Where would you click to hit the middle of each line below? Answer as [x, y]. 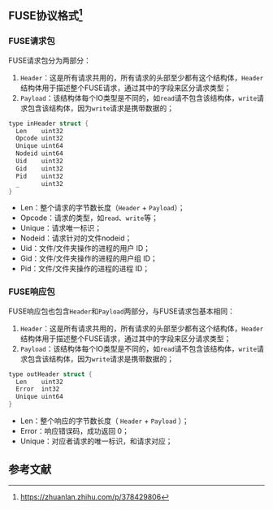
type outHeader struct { [50, 374]
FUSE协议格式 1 [45, 15]
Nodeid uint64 [39, 153]
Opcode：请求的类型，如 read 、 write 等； [89, 218]
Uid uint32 [39, 162]
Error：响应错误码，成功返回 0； [75, 431]
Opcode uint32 [39, 138]
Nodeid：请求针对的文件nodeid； [76, 238]
